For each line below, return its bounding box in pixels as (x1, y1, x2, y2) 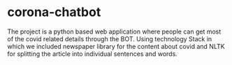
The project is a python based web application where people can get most (7, 27, 222, 36)
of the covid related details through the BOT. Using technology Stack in (7, 34, 212, 43)
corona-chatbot (7, 4, 101, 20)
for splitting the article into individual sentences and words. (7, 50, 178, 58)
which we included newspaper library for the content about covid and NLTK (7, 42, 225, 50)
